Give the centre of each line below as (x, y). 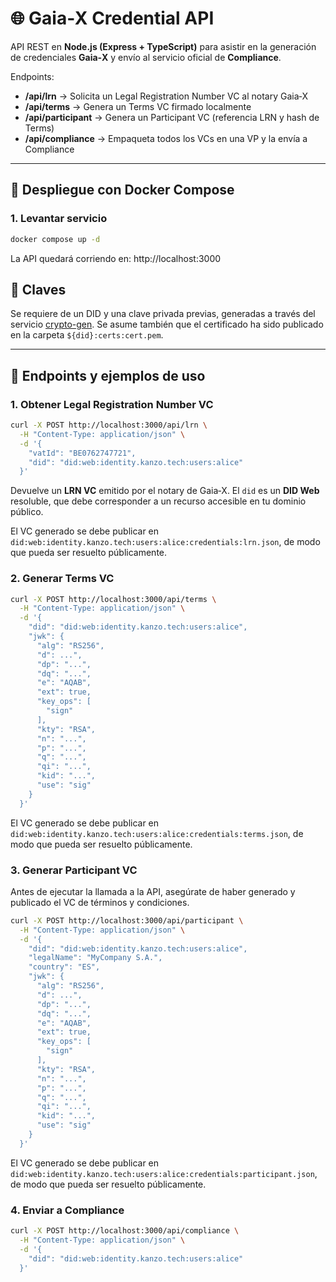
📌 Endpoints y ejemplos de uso (108, 375)
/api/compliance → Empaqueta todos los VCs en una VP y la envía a (166, 138)
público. (27, 512)
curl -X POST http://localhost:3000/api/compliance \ (125, 1231)
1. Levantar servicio (59, 219)
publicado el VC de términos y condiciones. (100, 902)
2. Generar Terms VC (62, 579)
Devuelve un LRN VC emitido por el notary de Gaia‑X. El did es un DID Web (165, 491)
